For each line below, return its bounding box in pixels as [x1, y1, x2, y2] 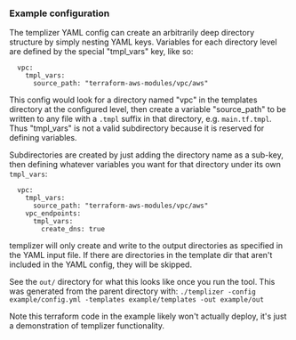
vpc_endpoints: [25, 209, 82, 218]
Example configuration [9, 7, 110, 20]
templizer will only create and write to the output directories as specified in [9, 240, 284, 251]
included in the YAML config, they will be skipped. [9, 259, 193, 270]
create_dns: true [41, 225, 105, 234]
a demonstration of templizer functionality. [9, 320, 164, 331]
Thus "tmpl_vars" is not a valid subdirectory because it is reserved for [9, 123, 265, 134]
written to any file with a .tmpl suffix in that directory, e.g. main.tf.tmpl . [9, 114, 273, 125]
